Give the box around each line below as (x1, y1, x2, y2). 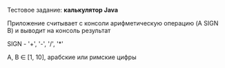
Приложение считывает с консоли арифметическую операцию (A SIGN (7, 19, 219, 27)
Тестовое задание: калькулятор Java (7, 6, 119, 14)
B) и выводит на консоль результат (7, 27, 111, 34)
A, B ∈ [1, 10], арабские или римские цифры (7, 53, 137, 61)
